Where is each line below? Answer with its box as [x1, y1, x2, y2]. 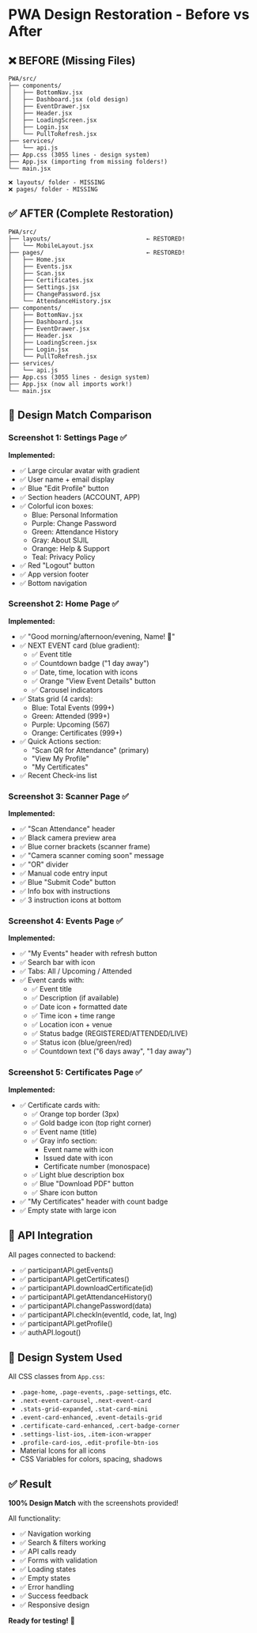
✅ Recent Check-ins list [19, 770, 97, 780]
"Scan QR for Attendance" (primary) [31, 745, 149, 754]
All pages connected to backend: [8, 1249, 116, 1259]
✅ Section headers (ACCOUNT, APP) [19, 492, 141, 501]
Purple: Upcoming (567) [31, 720, 111, 729]
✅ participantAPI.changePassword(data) [19, 1301, 152, 1310]
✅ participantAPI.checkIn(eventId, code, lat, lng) [19, 1310, 177, 1319]
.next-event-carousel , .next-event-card [19, 1396, 152, 1405]
